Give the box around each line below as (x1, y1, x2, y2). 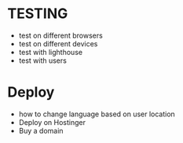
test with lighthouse (18, 47, 83, 57)
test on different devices (18, 38, 98, 48)
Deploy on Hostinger (18, 117, 86, 126)
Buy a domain (18, 126, 64, 135)
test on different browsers (18, 31, 103, 40)
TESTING (7, 5, 68, 23)
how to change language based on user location (18, 109, 176, 119)
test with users (18, 56, 68, 65)
